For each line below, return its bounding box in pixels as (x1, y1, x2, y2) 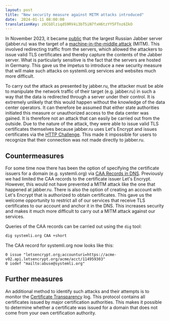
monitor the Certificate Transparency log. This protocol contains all (5, 294, 146, 300)
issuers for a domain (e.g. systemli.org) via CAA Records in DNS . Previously (5, 170, 163, 176)
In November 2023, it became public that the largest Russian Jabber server (5, 35, 163, 42)
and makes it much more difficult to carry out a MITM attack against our (5, 208, 156, 215)
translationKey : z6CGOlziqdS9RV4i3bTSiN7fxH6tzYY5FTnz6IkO (5, 21, 133, 27)
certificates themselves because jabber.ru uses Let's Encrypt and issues (5, 126, 157, 132)
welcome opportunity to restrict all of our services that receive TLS (5, 197, 146, 203)
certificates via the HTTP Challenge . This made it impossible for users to (5, 131, 157, 137)
